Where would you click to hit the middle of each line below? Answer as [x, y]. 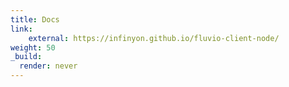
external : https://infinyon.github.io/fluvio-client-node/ [154, 38]
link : [21, 29]
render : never [48, 66]
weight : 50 [33, 47]
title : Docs [35, 19]
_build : [26, 57]
